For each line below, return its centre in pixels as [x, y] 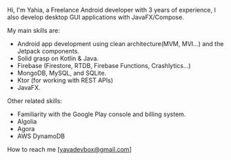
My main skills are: [33, 31]
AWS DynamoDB [41, 136]
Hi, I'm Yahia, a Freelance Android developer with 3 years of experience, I [111, 10]
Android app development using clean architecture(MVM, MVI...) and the [120, 44]
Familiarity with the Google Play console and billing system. [101, 114]
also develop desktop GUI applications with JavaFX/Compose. [96, 17]
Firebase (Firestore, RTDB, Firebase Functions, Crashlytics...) [104, 66]
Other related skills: [35, 101]
